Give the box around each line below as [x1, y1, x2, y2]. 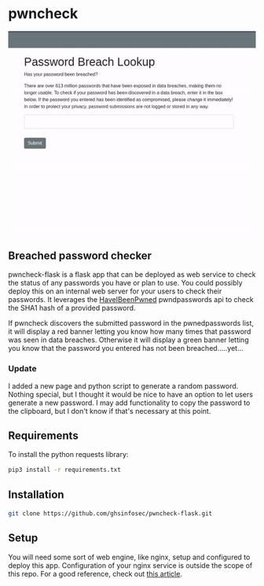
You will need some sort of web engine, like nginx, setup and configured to [8, 552, 251, 562]
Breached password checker [8, 249, 152, 262]
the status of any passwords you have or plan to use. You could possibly [8, 278, 243, 288]
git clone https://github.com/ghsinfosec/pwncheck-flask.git [8, 510, 213, 518]
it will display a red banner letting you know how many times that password [8, 327, 251, 337]
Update [8, 363, 37, 374]
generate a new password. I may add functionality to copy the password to [8, 398, 251, 407]
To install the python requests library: [8, 450, 129, 459]
